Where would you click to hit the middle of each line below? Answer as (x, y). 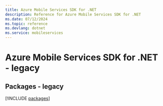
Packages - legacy (34, 86)
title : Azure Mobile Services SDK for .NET (51, 10)
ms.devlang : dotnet (25, 28)
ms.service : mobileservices (34, 33)
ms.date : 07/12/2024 (27, 19)
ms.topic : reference (27, 24)
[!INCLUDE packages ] (28, 98)
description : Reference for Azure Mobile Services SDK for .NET (73, 14)
